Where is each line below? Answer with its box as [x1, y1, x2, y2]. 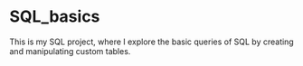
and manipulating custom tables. [9, 45, 131, 56]
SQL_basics [9, 6, 100, 27]
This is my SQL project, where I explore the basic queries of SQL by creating [9, 36, 294, 47]
